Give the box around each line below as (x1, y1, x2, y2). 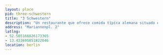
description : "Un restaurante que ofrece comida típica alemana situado (5, 20, 155, 25)
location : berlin (5, 43, 40, 47)
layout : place (5, 7, 34, 12)
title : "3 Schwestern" (5, 16, 51, 21)
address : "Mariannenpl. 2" (5, 25, 60, 30)
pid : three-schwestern (5, 11, 51, 16)
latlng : (5, 29, 21, 34)
